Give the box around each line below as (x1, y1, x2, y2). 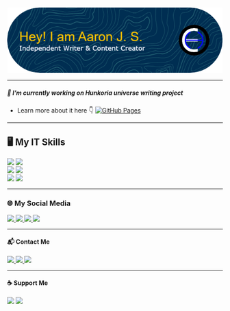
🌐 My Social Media (7, 198, 71, 208)
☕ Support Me (7, 279, 49, 287)
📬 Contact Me (7, 238, 50, 246)
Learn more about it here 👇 (16, 106, 94, 115)
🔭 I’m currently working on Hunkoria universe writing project (7, 89, 183, 97)
